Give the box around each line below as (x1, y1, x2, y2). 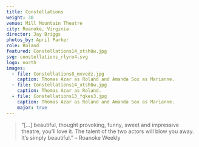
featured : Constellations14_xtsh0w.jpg (6, 48, 107, 54)
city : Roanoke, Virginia (6, 25, 69, 32)
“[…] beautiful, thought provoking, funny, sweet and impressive (21, 121, 180, 128)
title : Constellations (6, 8, 64, 15)
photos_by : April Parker (6, 37, 69, 43)
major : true (17, 104, 47, 111)
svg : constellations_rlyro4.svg (6, 54, 88, 60)
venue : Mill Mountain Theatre (6, 20, 83, 26)
